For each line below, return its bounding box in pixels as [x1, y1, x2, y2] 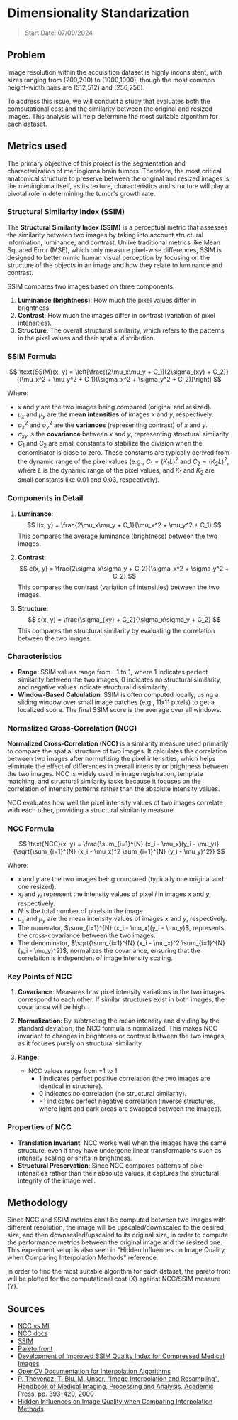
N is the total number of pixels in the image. [17, 907, 145, 915]
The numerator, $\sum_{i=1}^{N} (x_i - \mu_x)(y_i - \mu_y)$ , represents [17, 924, 225, 932]
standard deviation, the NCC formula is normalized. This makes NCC [17, 1024, 218, 1033]
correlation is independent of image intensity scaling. [17, 954, 174, 962]
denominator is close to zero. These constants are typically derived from [17, 448, 230, 456]
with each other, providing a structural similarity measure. [7, 806, 176, 814]
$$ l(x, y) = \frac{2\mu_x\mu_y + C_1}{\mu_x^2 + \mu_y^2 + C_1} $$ [27, 520, 222, 529]
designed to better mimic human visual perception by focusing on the [7, 253, 210, 262]
